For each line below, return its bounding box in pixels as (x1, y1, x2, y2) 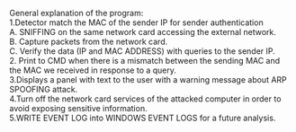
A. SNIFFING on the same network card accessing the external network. (9, 27, 277, 37)
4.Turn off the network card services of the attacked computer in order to (9, 93, 282, 104)
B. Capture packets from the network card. (9, 36, 168, 47)
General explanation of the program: (9, 8, 144, 18)
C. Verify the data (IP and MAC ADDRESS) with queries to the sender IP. (9, 46, 276, 57)
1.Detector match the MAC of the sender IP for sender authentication (9, 17, 264, 28)
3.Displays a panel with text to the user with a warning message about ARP (9, 75, 288, 84)
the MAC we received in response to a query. (9, 65, 177, 75)
